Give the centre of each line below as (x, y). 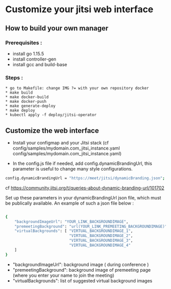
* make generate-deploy (31, 106)
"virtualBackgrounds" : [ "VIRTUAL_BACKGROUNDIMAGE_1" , (74, 231)
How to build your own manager (57, 28)
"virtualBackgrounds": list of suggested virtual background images (82, 280)
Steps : (14, 77)
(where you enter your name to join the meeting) (63, 275)
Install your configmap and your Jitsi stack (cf (61, 142)
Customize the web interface (52, 131)
